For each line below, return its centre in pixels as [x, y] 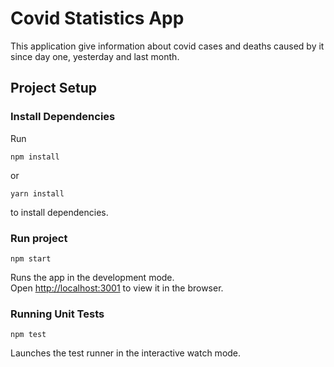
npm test [28, 335]
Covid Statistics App [97, 18]
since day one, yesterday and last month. [95, 56]
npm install [35, 157]
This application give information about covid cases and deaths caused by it [167, 46]
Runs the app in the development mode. [92, 277]
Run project [39, 238]
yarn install [37, 193]
